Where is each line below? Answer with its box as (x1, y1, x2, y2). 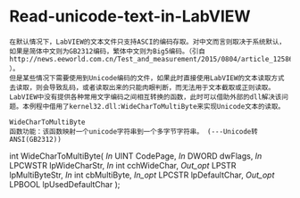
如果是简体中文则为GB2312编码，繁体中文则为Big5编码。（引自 (9, 46, 206, 55)
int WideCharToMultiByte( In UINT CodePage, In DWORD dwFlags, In (9, 150, 262, 161)
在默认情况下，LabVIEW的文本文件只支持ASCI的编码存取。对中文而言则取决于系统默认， (9, 37, 286, 46)
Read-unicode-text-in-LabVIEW (9, 6, 252, 27)
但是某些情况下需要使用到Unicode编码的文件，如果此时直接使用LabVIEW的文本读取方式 (9, 73, 285, 82)
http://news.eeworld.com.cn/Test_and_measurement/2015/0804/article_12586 (9, 54, 294, 63)
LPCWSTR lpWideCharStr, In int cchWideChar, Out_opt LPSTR (9, 160, 237, 170)
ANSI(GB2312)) (9, 135, 62, 144)
